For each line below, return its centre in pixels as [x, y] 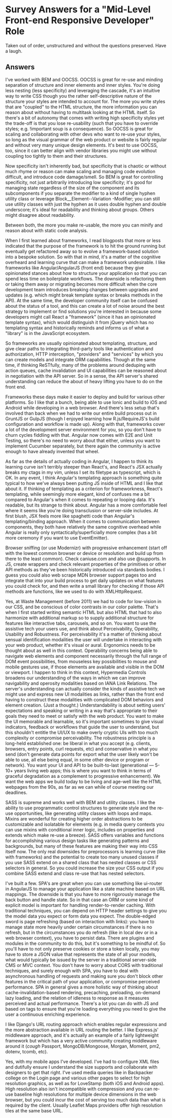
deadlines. [16, 792]
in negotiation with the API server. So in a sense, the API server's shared [82, 376]
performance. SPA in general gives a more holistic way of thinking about [82, 987]
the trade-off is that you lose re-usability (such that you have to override [82, 123]
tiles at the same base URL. [34, 1110]
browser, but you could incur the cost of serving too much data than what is [85, 1100]
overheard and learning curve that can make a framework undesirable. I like [85, 262]
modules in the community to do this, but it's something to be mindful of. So [85, 943]
